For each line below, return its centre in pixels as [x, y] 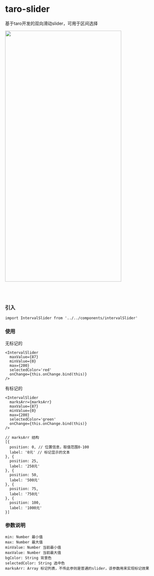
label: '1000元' [26, 508]
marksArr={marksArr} [31, 402]
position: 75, [24, 489]
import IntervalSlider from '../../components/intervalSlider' [72, 318]
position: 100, [25, 502]
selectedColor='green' [33, 419]
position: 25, [24, 461]
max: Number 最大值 [24, 542]
